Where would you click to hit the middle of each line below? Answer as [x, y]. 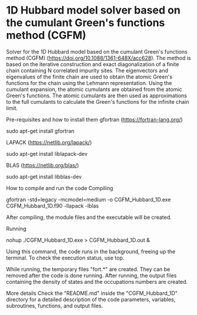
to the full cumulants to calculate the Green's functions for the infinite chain [98, 101]
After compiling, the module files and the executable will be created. [89, 217]
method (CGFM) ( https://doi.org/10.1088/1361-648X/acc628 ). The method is [98, 58]
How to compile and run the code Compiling [60, 188]
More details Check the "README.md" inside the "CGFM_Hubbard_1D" [92, 293]
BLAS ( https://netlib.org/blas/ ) [43, 165]
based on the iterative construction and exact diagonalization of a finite [93, 64]
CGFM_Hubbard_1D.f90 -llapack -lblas [52, 206]
